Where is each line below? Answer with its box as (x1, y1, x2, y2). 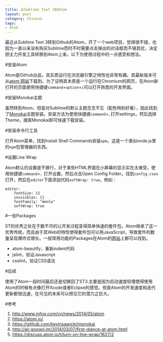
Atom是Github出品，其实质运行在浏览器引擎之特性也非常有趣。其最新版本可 (5, 72, 157, 78)
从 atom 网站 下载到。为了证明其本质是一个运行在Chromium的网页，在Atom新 (5, 78, 159, 84)
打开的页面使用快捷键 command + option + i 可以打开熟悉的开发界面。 (5, 84, 135, 90)
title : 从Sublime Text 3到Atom (5, 7, 67, 12)
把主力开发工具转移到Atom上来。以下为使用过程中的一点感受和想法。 (5, 52, 144, 57)
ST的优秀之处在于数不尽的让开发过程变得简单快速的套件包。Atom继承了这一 (5, 223, 158, 229)
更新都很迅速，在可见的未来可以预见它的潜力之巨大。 (5, 291, 112, 297)
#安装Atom (5, 62, 27, 68)
